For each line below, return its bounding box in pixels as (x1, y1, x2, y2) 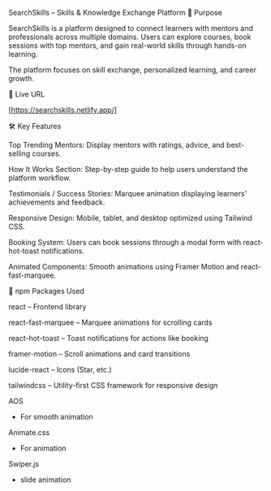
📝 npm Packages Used (8, 286, 85, 295)
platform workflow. (8, 173, 71, 183)
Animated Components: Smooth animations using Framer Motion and (8, 262, 239, 271)
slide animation (19, 475, 71, 485)
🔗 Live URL (8, 89, 45, 99)
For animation (19, 443, 67, 453)
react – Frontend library (8, 302, 87, 312)
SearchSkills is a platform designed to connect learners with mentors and (8, 24, 254, 32)
